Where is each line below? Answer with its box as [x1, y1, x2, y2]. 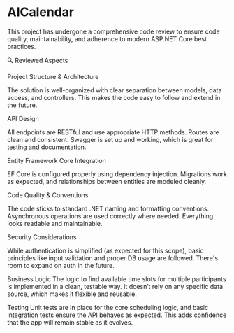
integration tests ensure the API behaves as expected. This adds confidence [7, 311, 227, 319]
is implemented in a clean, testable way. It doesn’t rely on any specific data [7, 282, 224, 290]
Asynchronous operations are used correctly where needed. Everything [7, 211, 214, 220]
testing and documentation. [7, 143, 87, 151]
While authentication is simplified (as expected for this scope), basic [7, 246, 204, 255]
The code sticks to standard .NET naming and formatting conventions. [7, 204, 210, 213]
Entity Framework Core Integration [7, 156, 106, 164]
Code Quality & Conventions [7, 190, 89, 199]
